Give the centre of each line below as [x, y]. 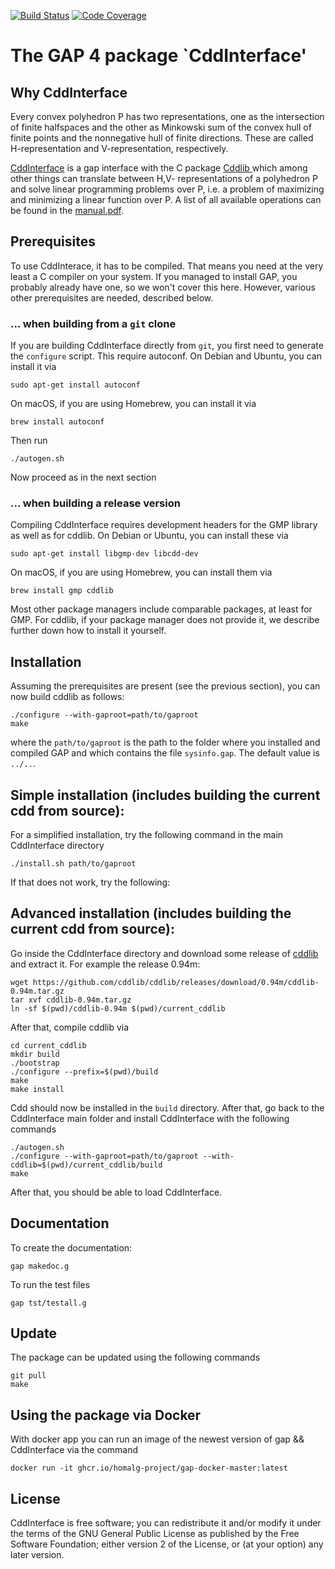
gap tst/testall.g [48, 1303]
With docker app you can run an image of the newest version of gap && [157, 1439]
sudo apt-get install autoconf [75, 385]
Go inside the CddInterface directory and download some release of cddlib [164, 953]
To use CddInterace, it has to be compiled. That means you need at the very [167, 266]
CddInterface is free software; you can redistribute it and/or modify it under [166, 1523]
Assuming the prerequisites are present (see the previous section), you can [165, 686]
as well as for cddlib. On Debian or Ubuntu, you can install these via [149, 536]
